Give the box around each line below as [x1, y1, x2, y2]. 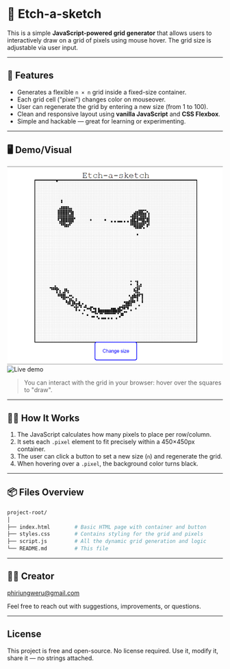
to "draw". [23, 386, 53, 394]
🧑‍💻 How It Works [7, 412, 80, 424]
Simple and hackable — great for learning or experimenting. [16, 117, 186, 125]
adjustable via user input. [7, 43, 79, 51]
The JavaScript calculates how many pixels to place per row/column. [16, 430, 212, 439]
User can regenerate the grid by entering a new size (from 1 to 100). [16, 102, 209, 110]
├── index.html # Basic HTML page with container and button [7, 524, 207, 531]
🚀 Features [7, 70, 54, 82]
